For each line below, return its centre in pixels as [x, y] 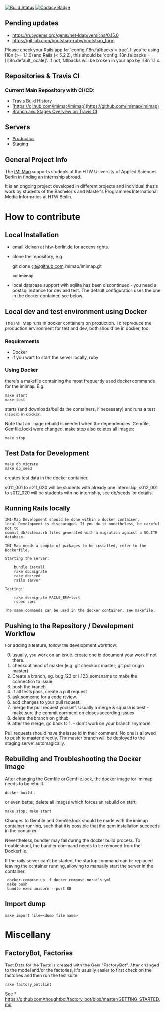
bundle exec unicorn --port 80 [39, 889]
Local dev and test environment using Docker [76, 311]
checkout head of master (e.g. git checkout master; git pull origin [78, 665]
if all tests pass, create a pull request [49, 691]
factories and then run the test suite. [42, 975]
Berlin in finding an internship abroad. [43, 177]
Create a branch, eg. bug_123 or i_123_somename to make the [75, 676]
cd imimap [23, 276]
